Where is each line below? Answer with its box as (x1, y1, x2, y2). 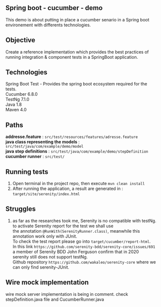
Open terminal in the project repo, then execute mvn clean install (12, 181, 145, 187)
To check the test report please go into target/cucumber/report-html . (12, 238, 151, 244)
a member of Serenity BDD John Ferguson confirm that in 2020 (12, 249, 139, 255)
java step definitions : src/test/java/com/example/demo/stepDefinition (5, 148, 148, 154)
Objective (5, 36, 36, 44)
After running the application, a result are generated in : (12, 186, 123, 191)
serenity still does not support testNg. (12, 254, 88, 259)
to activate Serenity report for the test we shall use (12, 223, 114, 229)
